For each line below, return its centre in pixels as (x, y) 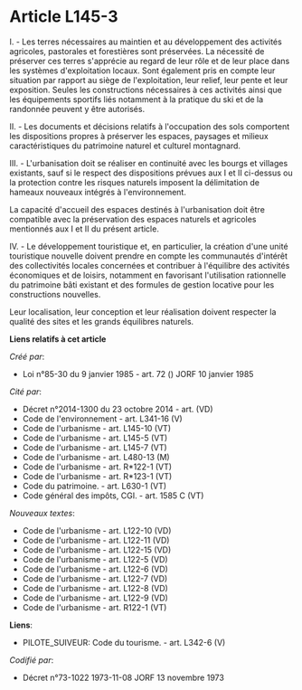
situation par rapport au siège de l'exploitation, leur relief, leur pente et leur (149, 80)
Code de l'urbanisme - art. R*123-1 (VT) (97, 476)
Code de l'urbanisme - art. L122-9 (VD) (95, 598)
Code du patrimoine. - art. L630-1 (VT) (94, 486)
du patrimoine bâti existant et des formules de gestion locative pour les (142, 284)
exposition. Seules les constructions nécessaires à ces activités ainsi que (146, 90)
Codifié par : (32, 660)
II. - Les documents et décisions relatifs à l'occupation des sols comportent (150, 126)
